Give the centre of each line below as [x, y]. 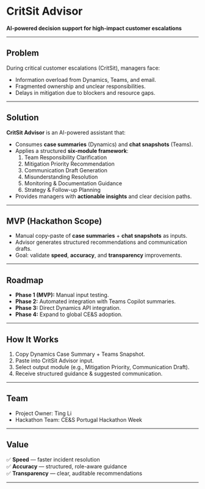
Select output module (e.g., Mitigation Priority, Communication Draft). [102, 367]
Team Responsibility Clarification [66, 157]
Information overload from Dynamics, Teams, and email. [86, 79]
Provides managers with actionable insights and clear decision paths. [103, 196]
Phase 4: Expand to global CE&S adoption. [69, 314]
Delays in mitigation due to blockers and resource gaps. [85, 92]
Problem [23, 53]
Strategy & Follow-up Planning [62, 189]
